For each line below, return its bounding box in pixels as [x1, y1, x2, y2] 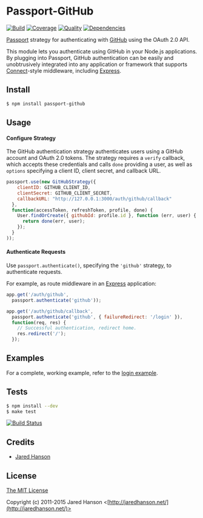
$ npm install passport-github [6, 101, 85, 107]
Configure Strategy [6, 134, 56, 142]
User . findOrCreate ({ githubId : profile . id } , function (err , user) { [17, 213, 197, 219]
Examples [6, 353, 44, 364]
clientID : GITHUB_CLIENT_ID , [17, 185, 91, 191]
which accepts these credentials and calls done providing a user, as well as [6, 161, 193, 168]
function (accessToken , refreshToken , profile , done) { [12, 207, 153, 213]
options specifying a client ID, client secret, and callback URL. [6, 167, 161, 174]
